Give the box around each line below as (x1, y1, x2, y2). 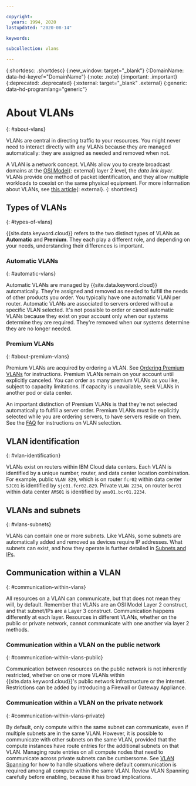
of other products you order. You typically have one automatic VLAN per (6, 294, 181, 301)
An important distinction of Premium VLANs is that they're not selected (6, 401, 177, 408)
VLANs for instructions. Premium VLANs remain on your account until (6, 371, 174, 378)
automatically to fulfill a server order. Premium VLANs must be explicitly (6, 407, 180, 414)
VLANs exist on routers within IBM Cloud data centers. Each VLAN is (6, 463, 172, 470)
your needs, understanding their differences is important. (6, 242, 144, 249)
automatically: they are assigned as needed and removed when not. (6, 150, 170, 157)
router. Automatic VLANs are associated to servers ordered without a (6, 300, 173, 307)
